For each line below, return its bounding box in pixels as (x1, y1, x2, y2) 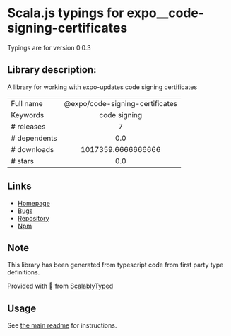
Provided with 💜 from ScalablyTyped (7, 282, 114, 291)
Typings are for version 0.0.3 (7, 43, 91, 52)
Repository (17, 214, 49, 222)
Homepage (17, 199, 51, 207)
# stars (11, 156, 34, 166)
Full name (11, 98, 44, 108)
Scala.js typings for (7, 5, 124, 21)
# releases (11, 122, 46, 132)
